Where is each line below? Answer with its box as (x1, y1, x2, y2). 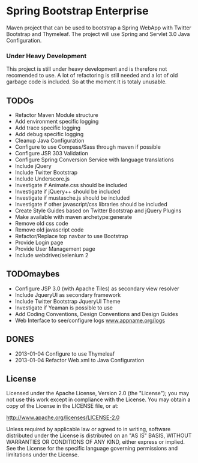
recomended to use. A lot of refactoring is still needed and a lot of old (6, 72, 178, 79)
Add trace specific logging (14, 124, 81, 131)
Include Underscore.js (14, 175, 70, 182)
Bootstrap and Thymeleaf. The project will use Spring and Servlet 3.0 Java (6, 30, 190, 37)
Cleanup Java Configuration (14, 137, 85, 145)
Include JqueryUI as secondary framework (14, 291, 121, 298)
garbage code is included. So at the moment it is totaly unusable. (6, 78, 167, 85)
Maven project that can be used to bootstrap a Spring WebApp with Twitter (6, 24, 192, 31)
